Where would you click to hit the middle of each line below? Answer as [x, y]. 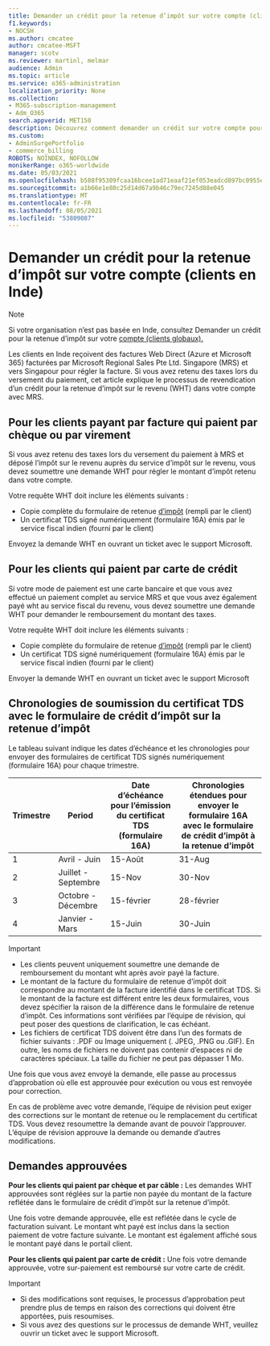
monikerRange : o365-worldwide [59, 166]
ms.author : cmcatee [41, 38]
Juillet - [73, 872]
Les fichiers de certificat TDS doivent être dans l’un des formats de [131, 1033]
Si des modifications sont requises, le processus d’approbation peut [132, 1299]
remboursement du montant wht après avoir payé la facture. [119, 972]
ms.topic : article [39, 76]
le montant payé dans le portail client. [70, 1244]
